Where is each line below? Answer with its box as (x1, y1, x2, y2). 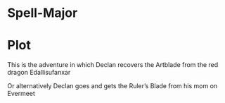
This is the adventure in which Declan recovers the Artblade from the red (7, 61, 219, 69)
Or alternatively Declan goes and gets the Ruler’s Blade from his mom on (7, 82, 218, 90)
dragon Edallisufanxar (7, 68, 71, 77)
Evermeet (7, 90, 35, 98)
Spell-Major (7, 5, 78, 21)
